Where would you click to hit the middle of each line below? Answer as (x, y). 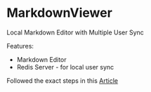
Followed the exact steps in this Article (63, 80)
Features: (20, 46)
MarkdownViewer (60, 13)
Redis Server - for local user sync (65, 67)
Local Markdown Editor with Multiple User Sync (75, 32)
